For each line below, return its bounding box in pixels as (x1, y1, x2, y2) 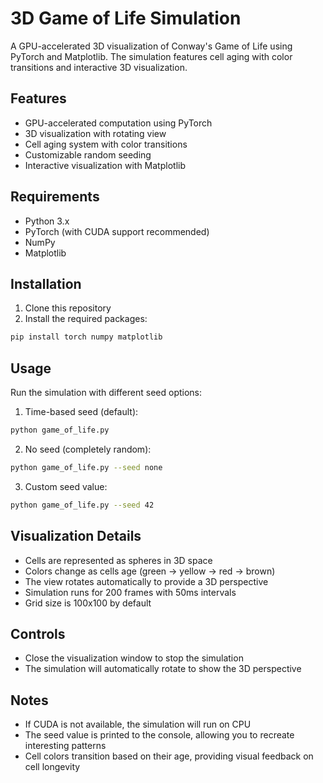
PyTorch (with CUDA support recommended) (24, 225, 210, 237)
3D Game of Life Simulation (10, 7, 242, 30)
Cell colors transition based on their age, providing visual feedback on (24, 750, 314, 762)
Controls (10, 625, 66, 642)
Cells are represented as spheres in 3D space (24, 554, 213, 566)
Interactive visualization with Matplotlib (24, 159, 186, 171)
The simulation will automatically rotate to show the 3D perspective (24, 663, 302, 675)
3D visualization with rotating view (24, 127, 167, 139)
